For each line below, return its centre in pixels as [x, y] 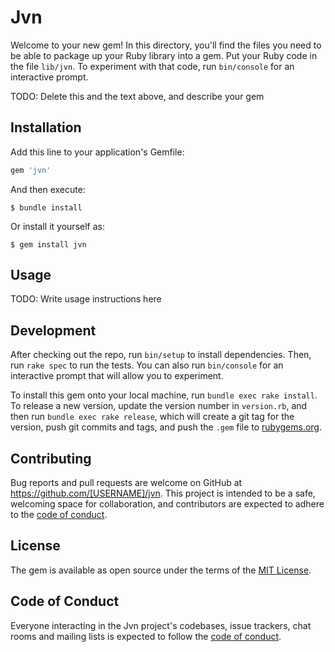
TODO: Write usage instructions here [86, 299]
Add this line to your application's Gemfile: [97, 152]
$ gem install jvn [48, 244]
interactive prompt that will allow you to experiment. [117, 376]
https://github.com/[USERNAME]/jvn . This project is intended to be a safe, [163, 493]
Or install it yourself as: [57, 226]
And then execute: [48, 189]
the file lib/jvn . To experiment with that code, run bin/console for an [152, 66]
